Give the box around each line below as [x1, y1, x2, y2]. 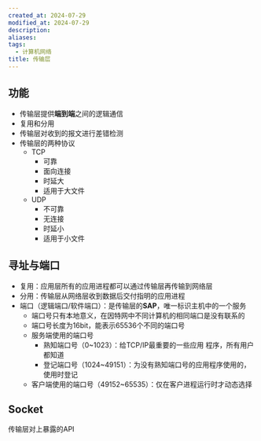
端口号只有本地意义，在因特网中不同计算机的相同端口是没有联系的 [31, 311, 245, 320]
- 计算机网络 [15, 48, 53, 56]
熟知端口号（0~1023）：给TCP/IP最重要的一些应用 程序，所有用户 [42, 340, 254, 350]
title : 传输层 [8, 56, 51, 64]
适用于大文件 [42, 186, 85, 195]
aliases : [8, 33, 37, 42]
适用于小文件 [42, 233, 85, 243]
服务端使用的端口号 [31, 330, 94, 340]
